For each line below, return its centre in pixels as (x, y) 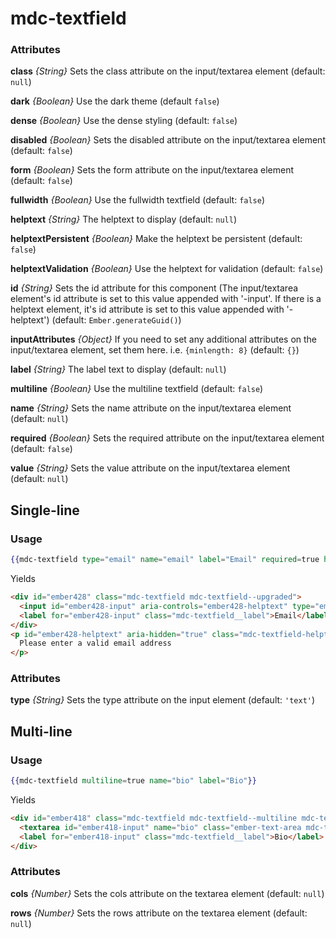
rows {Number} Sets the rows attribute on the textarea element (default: (159, 913)
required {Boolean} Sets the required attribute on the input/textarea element (167, 438)
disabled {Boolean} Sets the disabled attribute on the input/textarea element (168, 140)
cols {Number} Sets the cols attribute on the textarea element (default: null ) (167, 893)
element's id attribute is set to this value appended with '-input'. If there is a (166, 299)
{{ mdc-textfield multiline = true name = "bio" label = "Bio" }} (133, 781)
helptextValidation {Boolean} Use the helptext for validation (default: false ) (167, 269)
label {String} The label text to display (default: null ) (118, 369)
